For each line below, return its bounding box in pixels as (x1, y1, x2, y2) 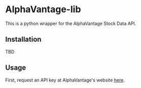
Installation (5, 35, 42, 44)
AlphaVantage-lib (5, 4, 81, 15)
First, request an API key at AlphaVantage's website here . (5, 77, 125, 83)
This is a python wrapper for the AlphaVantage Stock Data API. (5, 20, 136, 26)
